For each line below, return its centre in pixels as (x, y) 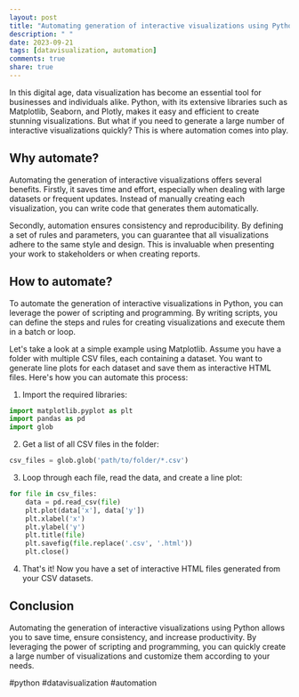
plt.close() (47, 552)
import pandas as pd (48, 419)
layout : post (33, 17)
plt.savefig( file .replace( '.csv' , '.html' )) (109, 544)
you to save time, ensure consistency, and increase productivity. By (133, 636)
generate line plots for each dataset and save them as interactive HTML (140, 368)
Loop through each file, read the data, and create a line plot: (132, 478)
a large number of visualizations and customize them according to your (140, 656)
